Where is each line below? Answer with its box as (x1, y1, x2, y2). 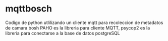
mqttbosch (5, 3, 52, 14)
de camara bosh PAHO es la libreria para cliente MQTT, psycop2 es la (5, 24, 150, 30)
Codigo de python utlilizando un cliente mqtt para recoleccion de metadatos (5, 19, 163, 25)
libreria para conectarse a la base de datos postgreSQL (5, 30, 120, 36)
